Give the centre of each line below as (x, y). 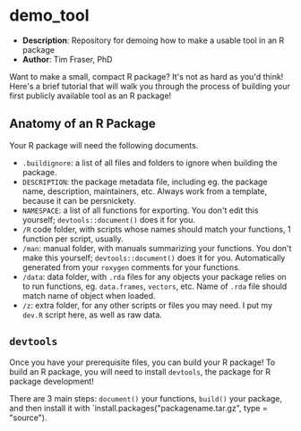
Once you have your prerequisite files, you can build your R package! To (142, 362)
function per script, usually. (73, 239)
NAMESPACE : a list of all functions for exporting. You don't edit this (140, 210)
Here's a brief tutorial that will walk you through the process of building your (150, 86)
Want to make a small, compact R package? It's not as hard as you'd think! (146, 76)
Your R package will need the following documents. (104, 145)
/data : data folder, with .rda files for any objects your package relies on (154, 276)
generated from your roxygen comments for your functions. (131, 267)
